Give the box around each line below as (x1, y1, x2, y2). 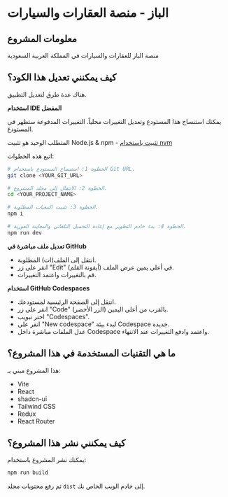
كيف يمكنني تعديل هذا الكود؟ (7, 71, 117, 83)
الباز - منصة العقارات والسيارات (7, 5, 169, 21)
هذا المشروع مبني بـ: (7, 366, 61, 374)
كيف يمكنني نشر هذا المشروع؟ (7, 437, 126, 449)
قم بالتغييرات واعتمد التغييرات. (17, 270, 97, 279)
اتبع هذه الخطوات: (7, 152, 55, 160)
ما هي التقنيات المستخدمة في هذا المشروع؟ (7, 348, 176, 360)
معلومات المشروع (7, 33, 77, 45)
